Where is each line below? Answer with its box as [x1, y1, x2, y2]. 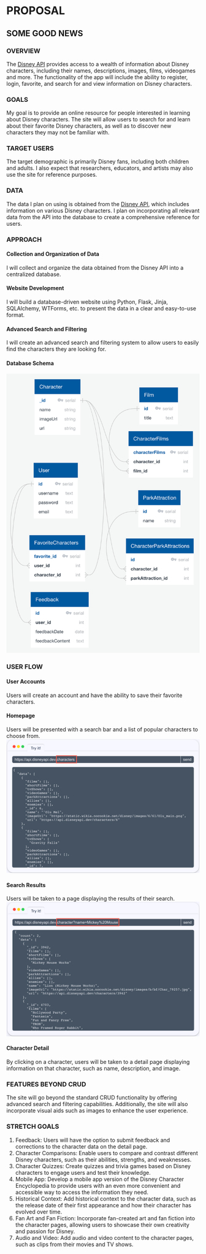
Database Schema [6, 360, 54, 367]
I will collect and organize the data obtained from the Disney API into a [6, 264, 184, 271]
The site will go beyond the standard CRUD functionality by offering [6, 1094, 177, 1101]
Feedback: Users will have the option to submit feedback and [15, 1136, 170, 1144]
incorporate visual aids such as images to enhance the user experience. [6, 1107, 188, 1114]
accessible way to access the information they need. [15, 1188, 149, 1196]
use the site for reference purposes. [6, 171, 97, 179]
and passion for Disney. [15, 1228, 75, 1235]
